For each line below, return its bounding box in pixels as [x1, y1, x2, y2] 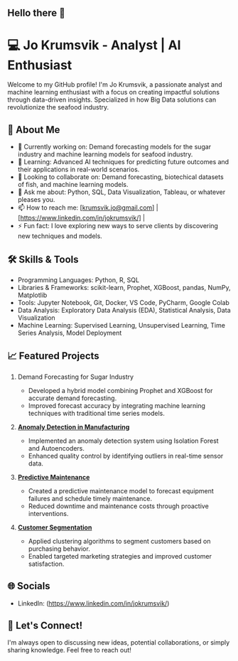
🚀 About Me [7, 124, 60, 136]
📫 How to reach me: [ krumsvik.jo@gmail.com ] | [17, 203, 158, 212]
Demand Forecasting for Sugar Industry [17, 372, 134, 381]
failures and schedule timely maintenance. [28, 494, 153, 503]
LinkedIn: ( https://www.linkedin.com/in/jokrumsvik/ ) [17, 598, 170, 608]
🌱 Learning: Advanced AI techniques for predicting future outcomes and [17, 158, 229, 166]
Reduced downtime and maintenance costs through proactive [28, 502, 210, 510]
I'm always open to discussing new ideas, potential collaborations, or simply [7, 638, 230, 647]
